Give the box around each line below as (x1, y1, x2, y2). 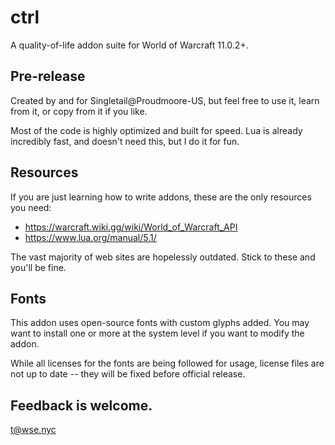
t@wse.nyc (10, 424, 57, 436)
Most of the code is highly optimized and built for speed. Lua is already (10, 124, 303, 136)
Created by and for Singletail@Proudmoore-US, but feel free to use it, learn (10, 94, 320, 106)
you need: (10, 201, 52, 213)
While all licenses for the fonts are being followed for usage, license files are (10, 357, 325, 370)
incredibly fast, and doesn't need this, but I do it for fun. (10, 135, 240, 147)
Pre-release (10, 68, 86, 85)
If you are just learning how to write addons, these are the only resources (10, 191, 312, 203)
